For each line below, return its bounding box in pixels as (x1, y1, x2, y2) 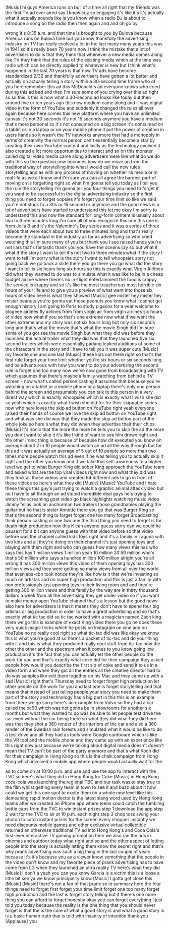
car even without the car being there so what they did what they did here (5, 716, 156, 721)
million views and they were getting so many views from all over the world (5, 566, 159, 572)
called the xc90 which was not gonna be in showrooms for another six (5, 705, 151, 711)
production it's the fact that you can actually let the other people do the (5, 651, 153, 657)
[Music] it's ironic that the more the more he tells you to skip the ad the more (5, 426, 164, 432)
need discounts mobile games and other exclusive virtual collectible (5, 822, 146, 828)
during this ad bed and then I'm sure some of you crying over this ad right (5, 89, 159, 95)
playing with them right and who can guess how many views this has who (5, 544, 158, 550)
